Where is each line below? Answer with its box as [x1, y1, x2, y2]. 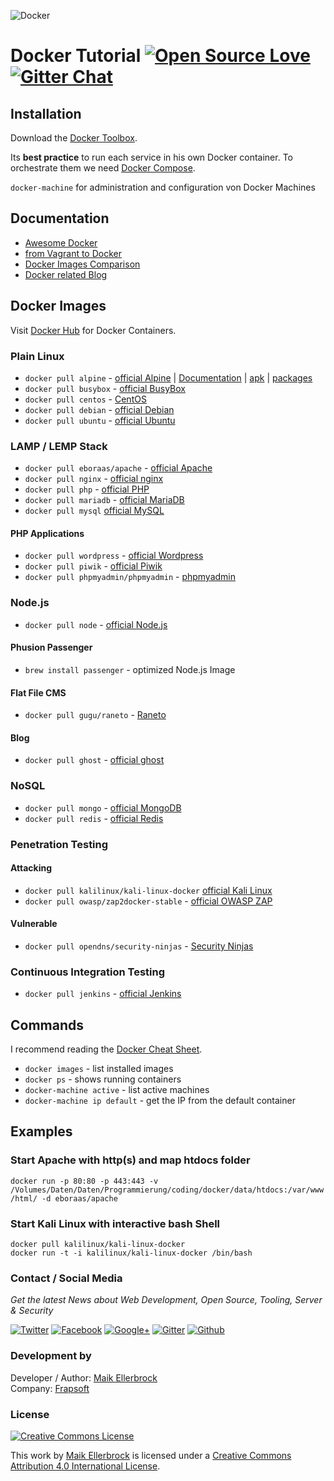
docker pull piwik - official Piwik [24, 560, 163, 572]
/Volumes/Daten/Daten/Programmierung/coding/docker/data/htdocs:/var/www [10, 1185, 325, 1195]
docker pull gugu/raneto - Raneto [24, 709, 167, 721]
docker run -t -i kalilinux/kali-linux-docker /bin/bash [10, 1248, 253, 1259]
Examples [10, 1123, 73, 1140]
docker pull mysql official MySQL [24, 505, 165, 517]
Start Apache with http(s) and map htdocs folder [10, 1153, 251, 1167]
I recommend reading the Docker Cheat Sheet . [10, 1043, 203, 1055]
